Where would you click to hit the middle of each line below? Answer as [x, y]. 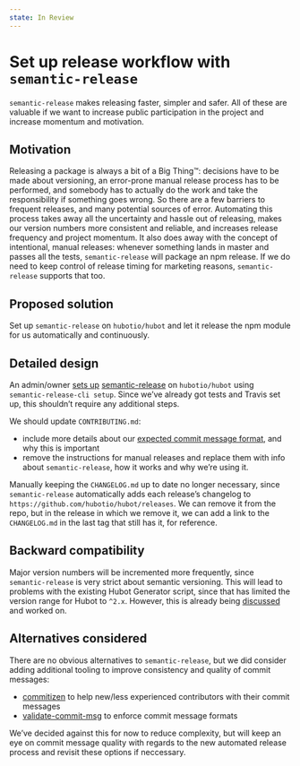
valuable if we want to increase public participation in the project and [137, 112]
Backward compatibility [77, 551]
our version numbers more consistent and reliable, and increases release [144, 228]
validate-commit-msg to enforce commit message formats [130, 715]
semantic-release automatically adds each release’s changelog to [130, 494]
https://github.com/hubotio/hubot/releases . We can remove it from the [142, 503]
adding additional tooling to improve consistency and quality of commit [140, 669]
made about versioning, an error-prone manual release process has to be [144, 181]
